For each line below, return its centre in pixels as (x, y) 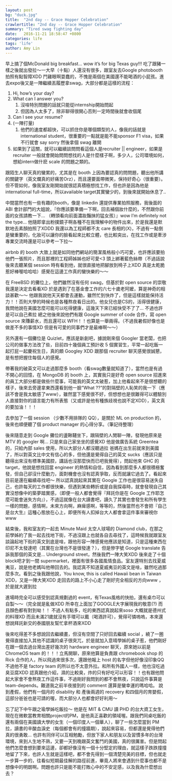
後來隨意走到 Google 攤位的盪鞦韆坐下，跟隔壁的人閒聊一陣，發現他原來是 (84, 435)
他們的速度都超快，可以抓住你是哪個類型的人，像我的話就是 (83, 129)
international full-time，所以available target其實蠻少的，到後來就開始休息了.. (86, 192)
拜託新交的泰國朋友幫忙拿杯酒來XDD (52, 623)
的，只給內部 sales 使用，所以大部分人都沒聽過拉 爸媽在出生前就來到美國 (82, 448)
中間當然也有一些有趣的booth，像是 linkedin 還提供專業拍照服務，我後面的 (84, 202)
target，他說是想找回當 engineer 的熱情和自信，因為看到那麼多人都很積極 (83, 467)
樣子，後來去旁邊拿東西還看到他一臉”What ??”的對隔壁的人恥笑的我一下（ (83, 387)
